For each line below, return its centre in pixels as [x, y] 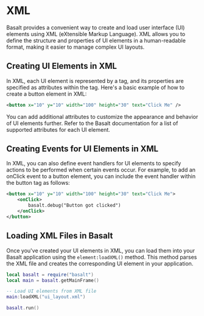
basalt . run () [23, 308]
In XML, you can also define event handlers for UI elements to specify [94, 163]
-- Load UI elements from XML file [51, 291]
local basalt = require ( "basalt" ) [50, 275]
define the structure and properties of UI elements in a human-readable [96, 40]
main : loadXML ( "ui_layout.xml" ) [46, 297]
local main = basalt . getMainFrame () [53, 280]
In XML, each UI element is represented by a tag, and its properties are [95, 81]
